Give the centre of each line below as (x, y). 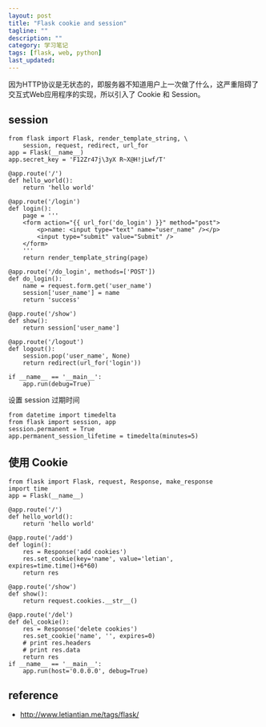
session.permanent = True (51, 429)
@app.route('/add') (41, 538)
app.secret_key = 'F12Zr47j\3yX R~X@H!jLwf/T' (87, 160)
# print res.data (52, 650)
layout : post (30, 16)
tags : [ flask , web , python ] (55, 53)
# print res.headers (57, 643)
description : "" (35, 38)
